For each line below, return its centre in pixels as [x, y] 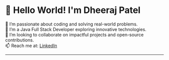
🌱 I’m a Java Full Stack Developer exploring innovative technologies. [76, 29]
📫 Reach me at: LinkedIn [31, 45]
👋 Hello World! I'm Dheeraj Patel [73, 10]
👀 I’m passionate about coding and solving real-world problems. [71, 24]
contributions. [20, 40]
